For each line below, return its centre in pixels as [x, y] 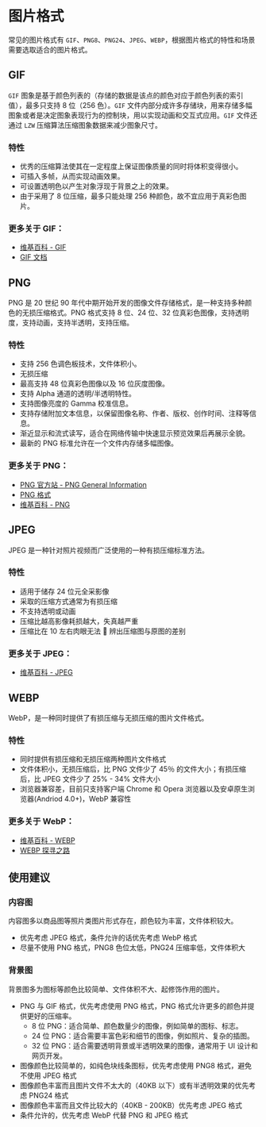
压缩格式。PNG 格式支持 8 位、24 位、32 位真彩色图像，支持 [135, 313]
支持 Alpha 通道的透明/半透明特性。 [78, 394]
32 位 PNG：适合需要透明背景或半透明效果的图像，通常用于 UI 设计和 [145, 1045]
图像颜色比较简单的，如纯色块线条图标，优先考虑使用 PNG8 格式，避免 [136, 1065]
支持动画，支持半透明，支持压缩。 [77, 323]
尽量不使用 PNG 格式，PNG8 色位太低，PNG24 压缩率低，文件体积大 [133, 948]
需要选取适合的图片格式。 [50, 49]
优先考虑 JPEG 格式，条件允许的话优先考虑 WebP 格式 [108, 938]
